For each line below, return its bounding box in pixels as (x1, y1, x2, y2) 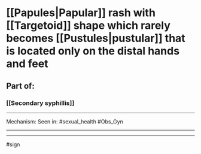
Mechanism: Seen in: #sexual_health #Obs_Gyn (6, 117, 124, 125)
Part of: (6, 81, 35, 91)
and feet (6, 57, 49, 71)
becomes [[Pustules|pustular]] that (6, 32, 185, 45)
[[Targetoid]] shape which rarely (6, 19, 170, 32)
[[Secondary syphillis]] (6, 99, 75, 107)
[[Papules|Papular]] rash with (6, 6, 156, 20)
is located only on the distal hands (6, 44, 180, 58)
